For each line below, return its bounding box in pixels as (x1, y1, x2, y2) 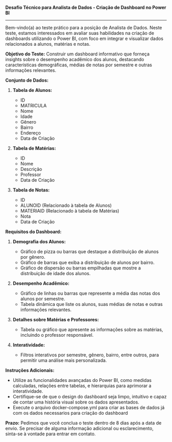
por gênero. (20, 254, 46, 260)
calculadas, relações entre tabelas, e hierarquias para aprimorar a (12, 382, 152, 389)
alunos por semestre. (20, 296, 66, 302)
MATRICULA (20, 103, 47, 108)
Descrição (20, 166, 42, 172)
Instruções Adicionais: (5, 367, 55, 373)
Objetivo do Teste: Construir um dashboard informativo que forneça (5, 51, 150, 57)
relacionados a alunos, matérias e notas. (5, 41, 91, 47)
